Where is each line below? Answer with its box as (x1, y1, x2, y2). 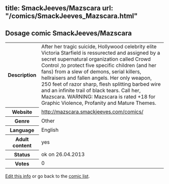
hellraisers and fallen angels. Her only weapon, (41, 75, 152, 82)
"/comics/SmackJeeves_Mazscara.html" (5, 12, 138, 21)
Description (8, 71, 37, 78)
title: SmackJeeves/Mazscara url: (5, 4, 113, 13)
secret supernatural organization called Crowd (41, 56, 151, 63)
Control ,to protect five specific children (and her (41, 62, 157, 69)
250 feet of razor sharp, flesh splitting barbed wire (41, 81, 161, 88)
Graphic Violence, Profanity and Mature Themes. (41, 100, 157, 107)
